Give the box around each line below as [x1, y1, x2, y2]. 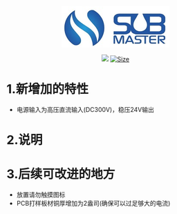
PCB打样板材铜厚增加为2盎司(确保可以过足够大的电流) [16, 200, 171, 208]
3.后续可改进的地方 [6, 166, 115, 182]
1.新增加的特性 [6, 81, 89, 97]
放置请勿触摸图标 [16, 191, 66, 199]
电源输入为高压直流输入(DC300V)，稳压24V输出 [16, 105, 155, 113]
